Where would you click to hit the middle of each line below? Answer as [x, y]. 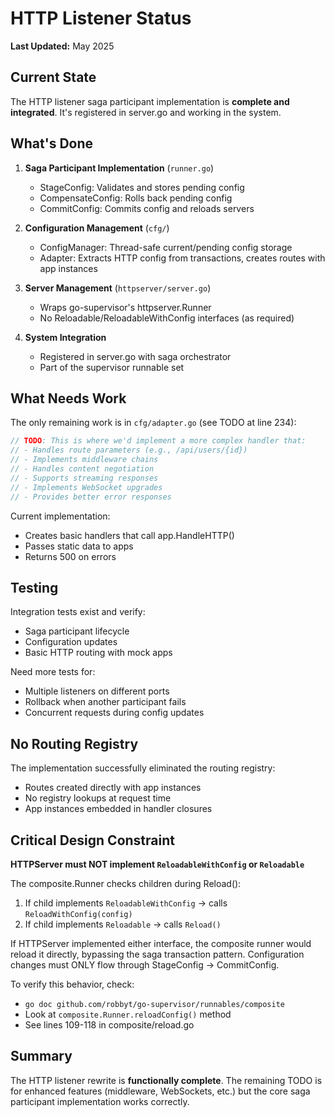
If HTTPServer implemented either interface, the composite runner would [161, 943]
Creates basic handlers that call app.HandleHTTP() [129, 535]
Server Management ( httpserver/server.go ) [118, 288]
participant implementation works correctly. [100, 1101]
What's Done [52, 143]
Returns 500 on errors [70, 556]
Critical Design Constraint [92, 840]
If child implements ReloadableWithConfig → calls [126, 903]
